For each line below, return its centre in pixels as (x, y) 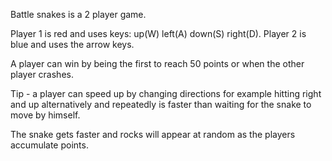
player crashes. (42, 74)
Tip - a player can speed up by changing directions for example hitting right (166, 93)
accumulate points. (49, 145)
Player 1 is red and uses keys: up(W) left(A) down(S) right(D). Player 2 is (158, 33)
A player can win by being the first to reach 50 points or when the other (157, 63)
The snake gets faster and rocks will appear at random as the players (153, 134)
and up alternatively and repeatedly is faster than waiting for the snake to (161, 104)
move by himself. (45, 115)
